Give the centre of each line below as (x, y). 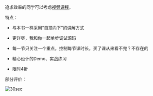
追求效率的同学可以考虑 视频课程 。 (39, 7)
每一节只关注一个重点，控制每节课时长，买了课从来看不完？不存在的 (80, 48)
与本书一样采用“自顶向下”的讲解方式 (48, 28)
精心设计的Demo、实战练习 (39, 59)
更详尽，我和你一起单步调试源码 (44, 38)
